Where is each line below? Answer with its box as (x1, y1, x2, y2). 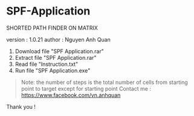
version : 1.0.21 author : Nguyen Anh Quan (6, 36, 111, 43)
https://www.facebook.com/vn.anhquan (21, 91, 121, 98)
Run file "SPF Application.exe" (15, 66, 91, 74)
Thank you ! (6, 103, 36, 110)
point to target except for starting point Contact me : (21, 85, 151, 92)
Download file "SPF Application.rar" (15, 47, 104, 55)
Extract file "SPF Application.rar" (15, 54, 97, 61)
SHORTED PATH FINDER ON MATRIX (6, 24, 99, 31)
